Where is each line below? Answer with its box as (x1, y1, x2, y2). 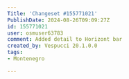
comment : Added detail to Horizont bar (7, 36, 123, 43)
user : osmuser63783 (7, 29, 64, 37)
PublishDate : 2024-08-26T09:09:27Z (7, 17, 110, 24)
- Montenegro (7, 55, 45, 62)
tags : (7, 49, 23, 56)
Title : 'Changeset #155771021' (7, 10, 98, 17)
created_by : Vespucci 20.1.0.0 (7, 42, 98, 49)
